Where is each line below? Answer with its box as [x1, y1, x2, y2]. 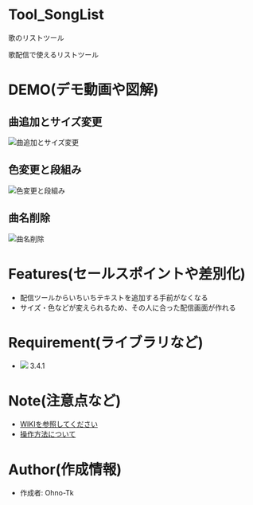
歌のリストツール [8, 33, 64, 42]
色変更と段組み [8, 163, 82, 177]
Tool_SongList [8, 6, 105, 24]
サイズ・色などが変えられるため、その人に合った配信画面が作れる [19, 303, 236, 312]
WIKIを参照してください [19, 420, 98, 429]
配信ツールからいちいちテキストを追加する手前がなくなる [19, 292, 208, 302]
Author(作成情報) [8, 460, 122, 479]
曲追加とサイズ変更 [8, 115, 103, 128]
